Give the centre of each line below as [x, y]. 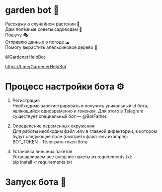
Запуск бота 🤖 [36, 182]
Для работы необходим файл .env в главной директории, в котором [85, 131]
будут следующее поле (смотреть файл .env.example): [70, 136]
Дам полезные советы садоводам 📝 [44, 29]
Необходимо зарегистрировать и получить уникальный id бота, [80, 105]
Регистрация [26, 100]
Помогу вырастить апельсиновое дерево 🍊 [51, 47]
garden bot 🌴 [32, 10]
